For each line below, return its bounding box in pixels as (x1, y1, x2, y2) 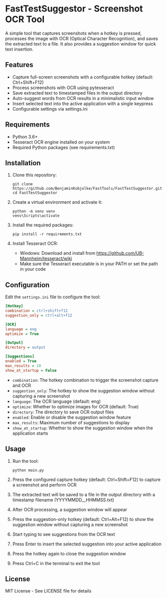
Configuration (5, 281, 50, 289)
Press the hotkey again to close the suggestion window (12, 550, 126, 556)
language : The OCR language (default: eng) (12, 398, 101, 404)
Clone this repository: (12, 172, 57, 178)
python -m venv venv (12, 209, 55, 214)
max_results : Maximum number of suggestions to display (12, 419, 130, 425)
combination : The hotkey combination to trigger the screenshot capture (12, 377, 159, 383)
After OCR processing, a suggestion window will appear (12, 506, 128, 512)
